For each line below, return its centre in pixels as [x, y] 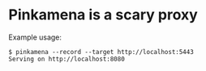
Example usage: [35, 37]
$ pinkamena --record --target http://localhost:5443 [101, 52]
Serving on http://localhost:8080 [67, 59]
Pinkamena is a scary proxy [103, 15]
